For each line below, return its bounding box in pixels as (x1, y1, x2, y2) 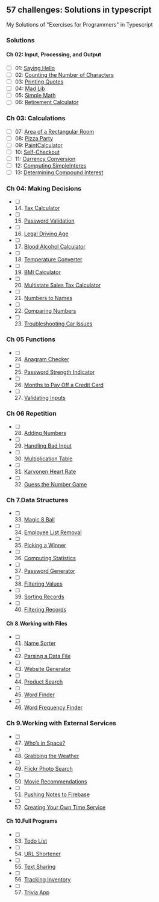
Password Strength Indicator (23, 368, 95, 376)
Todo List (23, 837, 48, 845)
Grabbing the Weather (23, 752, 79, 759)
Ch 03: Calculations (6, 114, 66, 123)
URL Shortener (23, 850, 61, 857)
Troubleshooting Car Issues (23, 320, 93, 327)
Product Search (23, 678, 63, 685)
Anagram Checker (23, 355, 69, 362)
